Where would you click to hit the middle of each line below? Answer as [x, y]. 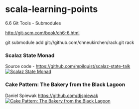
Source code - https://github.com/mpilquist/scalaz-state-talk [68, 66]
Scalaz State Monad [30, 55]
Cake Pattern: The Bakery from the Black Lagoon [65, 84]
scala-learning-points [52, 9]
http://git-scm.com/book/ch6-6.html [42, 32]
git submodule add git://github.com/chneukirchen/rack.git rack [70, 42]
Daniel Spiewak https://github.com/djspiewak [52, 95]
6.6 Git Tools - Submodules [33, 23]
